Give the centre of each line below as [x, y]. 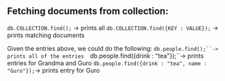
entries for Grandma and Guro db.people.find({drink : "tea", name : [107, 63]
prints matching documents [46, 35]
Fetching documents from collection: [88, 11]
